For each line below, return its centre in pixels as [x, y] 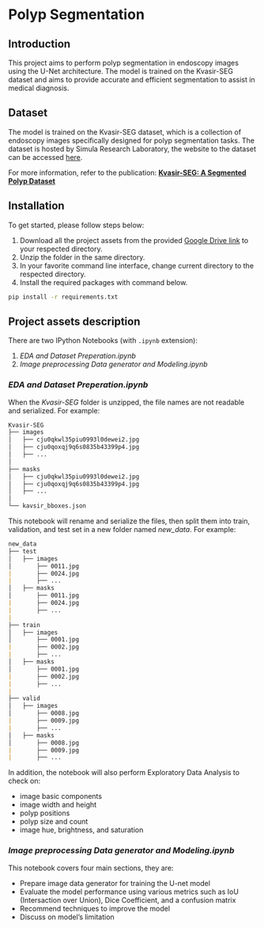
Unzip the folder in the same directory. [82, 257]
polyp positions [45, 813]
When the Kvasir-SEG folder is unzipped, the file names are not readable [126, 402]
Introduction [40, 44]
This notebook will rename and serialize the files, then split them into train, [129, 521]
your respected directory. [61, 249]
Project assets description [74, 321]
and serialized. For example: [54, 410]
